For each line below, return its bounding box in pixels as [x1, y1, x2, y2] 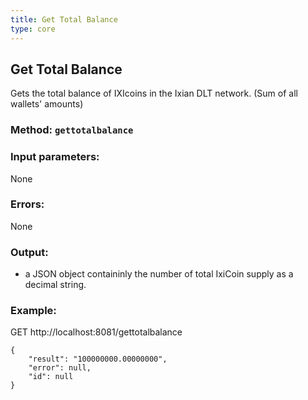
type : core [10, 24, 56, 34]
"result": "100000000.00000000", [28, 354, 168, 365]
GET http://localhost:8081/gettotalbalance [10, 326, 183, 338]
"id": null [28, 372, 74, 382]
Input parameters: [10, 150, 100, 164]
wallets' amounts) [10, 98, 84, 110]
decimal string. [24, 279, 87, 291]
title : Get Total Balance [10, 14, 118, 25]
